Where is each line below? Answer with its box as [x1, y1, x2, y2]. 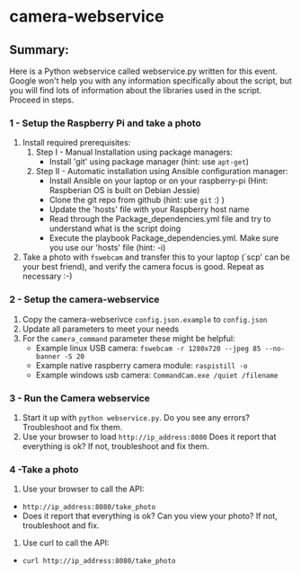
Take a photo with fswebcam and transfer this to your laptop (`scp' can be [22, 252, 290, 262]
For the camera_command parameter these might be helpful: [22, 332, 235, 343]
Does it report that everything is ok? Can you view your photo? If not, [22, 510, 279, 522]
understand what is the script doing [49, 223, 181, 234]
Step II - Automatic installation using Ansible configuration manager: [35, 166, 288, 177]
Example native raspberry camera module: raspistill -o [35, 359, 248, 370]
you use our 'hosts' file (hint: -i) [49, 243, 166, 253]
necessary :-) [22, 271, 73, 282]
